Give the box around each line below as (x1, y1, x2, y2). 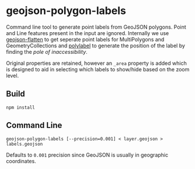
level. (6, 72, 19, 79)
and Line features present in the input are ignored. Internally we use (6, 29, 169, 36)
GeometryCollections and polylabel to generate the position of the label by (6, 42, 186, 49)
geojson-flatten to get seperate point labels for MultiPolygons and (6, 36, 165, 43)
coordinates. (6, 157, 36, 164)
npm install (6, 104, 35, 111)
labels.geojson (6, 141, 43, 147)
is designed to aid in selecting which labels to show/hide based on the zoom (6, 65, 190, 73)
